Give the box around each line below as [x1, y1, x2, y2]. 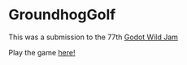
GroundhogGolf [8, 6, 116, 24]
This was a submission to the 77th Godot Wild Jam [8, 32, 179, 42]
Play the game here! [8, 47, 76, 57]
